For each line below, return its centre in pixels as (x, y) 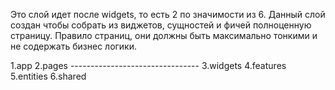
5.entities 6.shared (48, 76)
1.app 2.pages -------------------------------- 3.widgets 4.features (148, 65)
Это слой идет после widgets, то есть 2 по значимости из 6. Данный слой (168, 14)
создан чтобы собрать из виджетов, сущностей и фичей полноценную (161, 25)
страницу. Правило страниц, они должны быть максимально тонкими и (164, 35)
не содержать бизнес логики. (74, 46)
